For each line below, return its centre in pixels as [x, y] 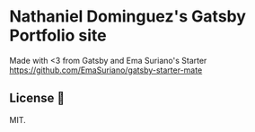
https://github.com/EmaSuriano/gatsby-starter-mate [106, 70]
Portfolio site [58, 35]
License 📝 [37, 98]
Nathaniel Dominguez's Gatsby [128, 17]
